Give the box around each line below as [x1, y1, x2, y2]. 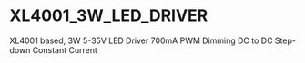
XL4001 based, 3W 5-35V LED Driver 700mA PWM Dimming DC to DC [9, 35, 273, 46]
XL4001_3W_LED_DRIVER [9, 5, 208, 26]
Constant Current [32, 44, 98, 55]
